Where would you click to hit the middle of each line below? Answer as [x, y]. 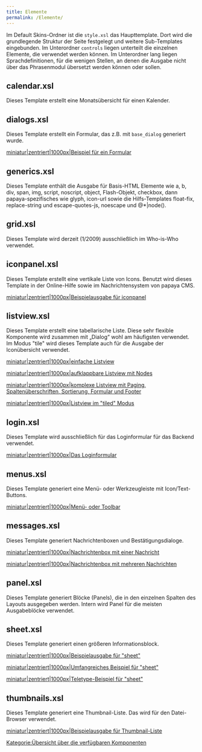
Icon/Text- [178, 489]
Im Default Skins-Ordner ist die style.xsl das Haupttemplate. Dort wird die [99, 35]
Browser [17, 719]
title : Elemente [27, 12]
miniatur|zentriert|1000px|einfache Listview [60, 361]
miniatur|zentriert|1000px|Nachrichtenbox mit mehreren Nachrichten [92, 564]
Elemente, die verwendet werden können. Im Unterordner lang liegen [92, 54]
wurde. [15, 140]
